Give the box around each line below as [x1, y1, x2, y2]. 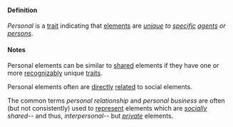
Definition [7, 6, 38, 14]
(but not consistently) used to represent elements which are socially [7, 104, 207, 113]
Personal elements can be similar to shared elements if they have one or [7, 61, 219, 70]
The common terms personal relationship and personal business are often [7, 96, 226, 105]
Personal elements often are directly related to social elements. [7, 83, 192, 91]
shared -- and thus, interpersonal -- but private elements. [7, 111, 174, 121]
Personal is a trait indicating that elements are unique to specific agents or [7, 21, 226, 30]
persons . [7, 29, 33, 38]
